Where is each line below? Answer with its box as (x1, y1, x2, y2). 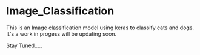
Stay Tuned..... (6, 42, 42, 49)
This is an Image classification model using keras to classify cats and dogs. (6, 24, 195, 31)
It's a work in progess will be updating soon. (6, 30, 117, 37)
